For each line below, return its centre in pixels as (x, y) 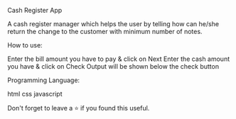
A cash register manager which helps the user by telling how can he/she (113, 24)
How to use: (25, 45)
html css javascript (35, 94)
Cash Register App (35, 10)
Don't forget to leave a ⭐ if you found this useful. (79, 108)
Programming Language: (44, 80)
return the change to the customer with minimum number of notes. (105, 32)
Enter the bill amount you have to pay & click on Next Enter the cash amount (119, 59)
